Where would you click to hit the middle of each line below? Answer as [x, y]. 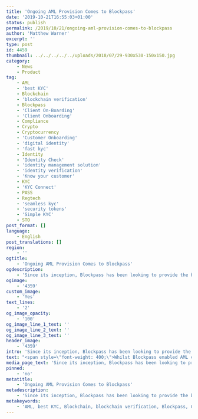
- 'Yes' [26, 297]
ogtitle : [17, 258]
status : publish [26, 22]
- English [29, 237]
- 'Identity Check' [41, 160]
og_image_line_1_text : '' [38, 324]
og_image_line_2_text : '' [38, 330]
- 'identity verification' [50, 171]
